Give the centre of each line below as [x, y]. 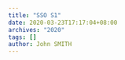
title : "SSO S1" [35, 15]
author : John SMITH [40, 44]
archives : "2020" [37, 30]
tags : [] [22, 37]
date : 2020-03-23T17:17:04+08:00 [63, 23]
